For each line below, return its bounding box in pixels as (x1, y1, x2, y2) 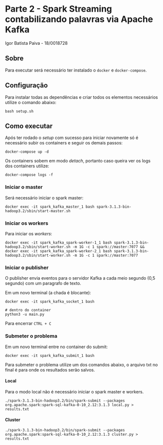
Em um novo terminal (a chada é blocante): (5, 290, 91, 296)
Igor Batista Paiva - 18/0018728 (5, 40, 68, 46)
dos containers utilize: (5, 163, 50, 169)
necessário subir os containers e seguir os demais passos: (5, 140, 123, 146)
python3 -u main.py (5, 312, 45, 317)
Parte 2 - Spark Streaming (5, 3, 112, 15)
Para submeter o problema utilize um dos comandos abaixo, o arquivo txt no (5, 361, 158, 368)
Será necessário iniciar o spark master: (5, 195, 84, 200)
